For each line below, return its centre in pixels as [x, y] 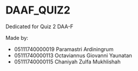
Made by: [17, 38]
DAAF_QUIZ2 [38, 10]
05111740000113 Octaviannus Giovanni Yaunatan [73, 55]
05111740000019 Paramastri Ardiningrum [64, 49]
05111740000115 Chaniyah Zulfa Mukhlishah [67, 62]
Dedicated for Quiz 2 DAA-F [40, 26]
